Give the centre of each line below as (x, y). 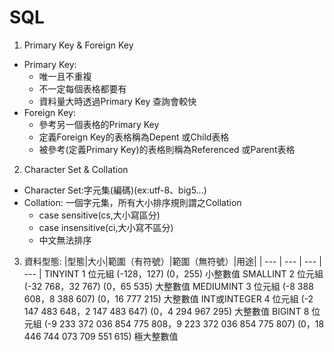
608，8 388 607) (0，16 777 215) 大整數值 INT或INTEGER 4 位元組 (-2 (168, 298)
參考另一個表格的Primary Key (99, 124)
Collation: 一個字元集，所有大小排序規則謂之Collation (132, 202)
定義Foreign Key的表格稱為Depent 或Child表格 (134, 137)
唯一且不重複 (65, 76)
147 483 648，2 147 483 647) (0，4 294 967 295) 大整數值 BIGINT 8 (166, 311)
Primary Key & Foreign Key (78, 45)
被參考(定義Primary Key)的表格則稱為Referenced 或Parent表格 (167, 149)
